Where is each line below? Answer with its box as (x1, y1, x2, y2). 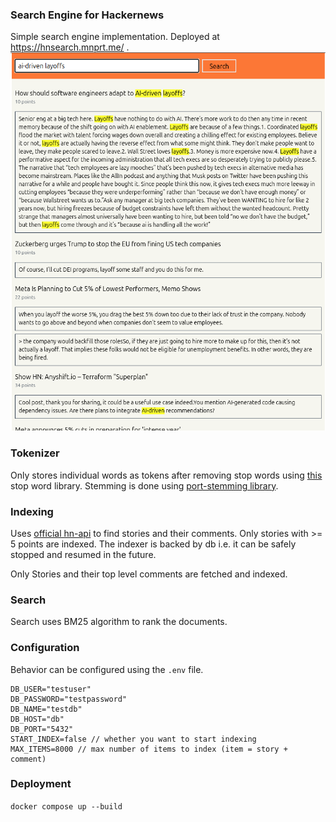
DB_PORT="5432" (10, 724, 74, 734)
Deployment (10, 777, 72, 791)
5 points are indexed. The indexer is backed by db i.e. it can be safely (10, 538, 297, 550)
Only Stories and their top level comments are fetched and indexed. (10, 568, 288, 580)
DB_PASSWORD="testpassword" (10, 694, 128, 704)
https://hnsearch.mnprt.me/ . (10, 41, 130, 53)
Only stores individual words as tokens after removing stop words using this (10, 469, 323, 481)
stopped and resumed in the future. (10, 548, 157, 560)
